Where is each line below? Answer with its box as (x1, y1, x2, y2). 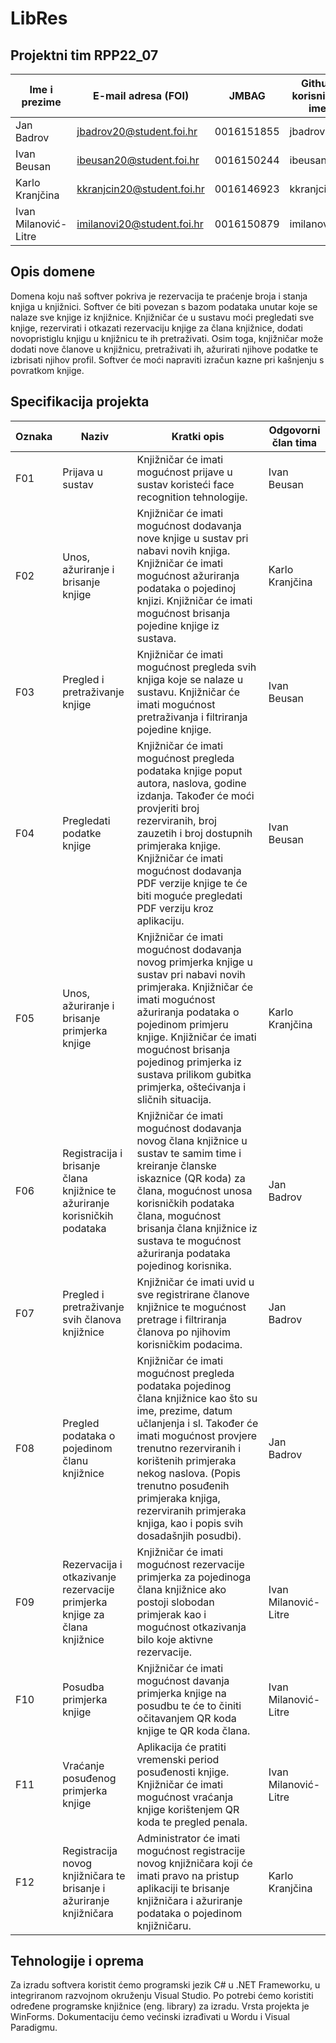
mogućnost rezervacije (136, 1557, 245, 1571)
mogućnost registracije (136, 1843, 246, 1857)
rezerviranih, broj (136, 813, 217, 827)
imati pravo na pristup (136, 1868, 240, 1882)
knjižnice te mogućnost (136, 1300, 247, 1314)
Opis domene (10, 263, 96, 281)
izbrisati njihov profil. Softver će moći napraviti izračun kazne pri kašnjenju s (10, 353, 325, 366)
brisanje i (62, 1881, 106, 1895)
